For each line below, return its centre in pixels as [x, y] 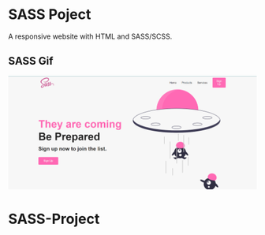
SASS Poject [50, 15]
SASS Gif [31, 61]
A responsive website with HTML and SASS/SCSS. [90, 36]
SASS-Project [54, 219]
